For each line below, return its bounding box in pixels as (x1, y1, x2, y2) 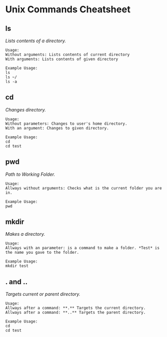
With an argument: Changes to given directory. (5, 125, 109, 130)
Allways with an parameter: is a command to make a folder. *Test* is (5, 246, 160, 251)
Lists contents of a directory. (5, 38, 66, 44)
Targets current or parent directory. (5, 291, 81, 297)
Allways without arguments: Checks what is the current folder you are (5, 185, 162, 191)
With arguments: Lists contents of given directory (5, 57, 118, 62)
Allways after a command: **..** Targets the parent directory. (5, 310, 146, 315)
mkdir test (5, 264, 29, 269)
